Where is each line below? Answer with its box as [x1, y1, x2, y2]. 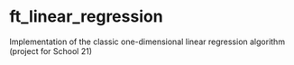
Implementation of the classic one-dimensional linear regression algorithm [9, 36, 286, 47]
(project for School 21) [9, 45, 93, 56]
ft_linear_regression [9, 6, 164, 27]
